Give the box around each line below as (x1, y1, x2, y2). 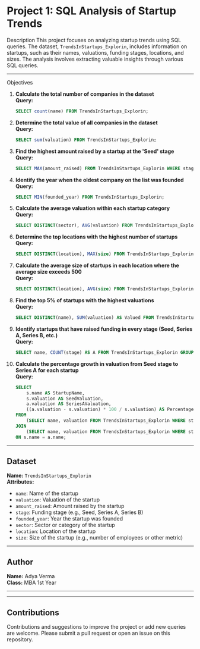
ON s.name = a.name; (15, 434, 66, 440)
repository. (7, 636, 33, 643)
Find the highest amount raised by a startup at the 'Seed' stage (15, 148, 174, 155)
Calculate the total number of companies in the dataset (15, 90, 154, 98)
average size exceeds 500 (15, 268, 82, 275)
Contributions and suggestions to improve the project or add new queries (7, 623, 186, 630)
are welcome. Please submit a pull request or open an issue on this (7, 629, 171, 637)
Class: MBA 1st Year (7, 579, 57, 587)
